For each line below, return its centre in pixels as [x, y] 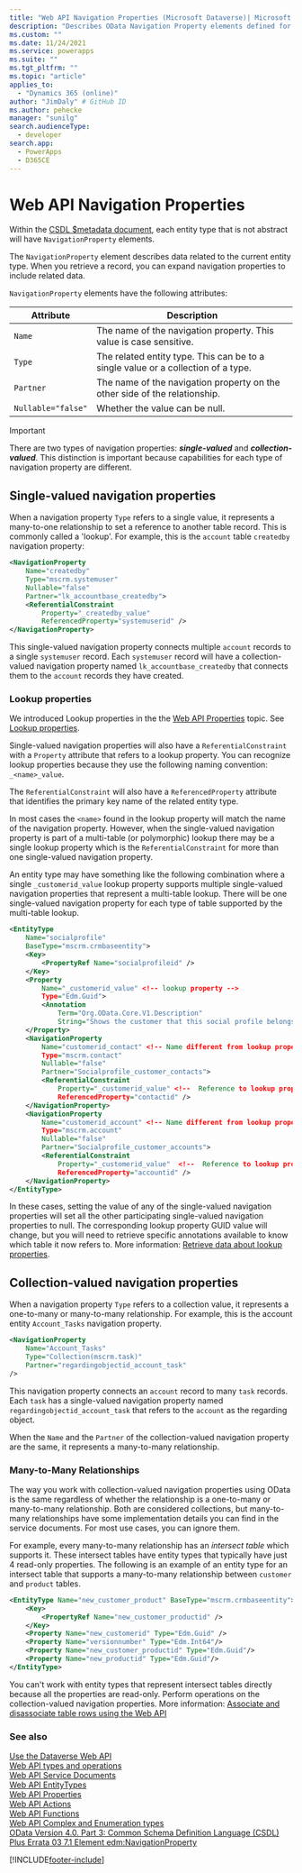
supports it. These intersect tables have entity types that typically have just [148, 1555]
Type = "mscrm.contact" [82, 1055]
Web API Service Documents [63, 1776]
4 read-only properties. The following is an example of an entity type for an [149, 1564]
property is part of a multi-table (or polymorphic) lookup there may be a [142, 838]
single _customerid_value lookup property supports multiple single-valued [146, 884]
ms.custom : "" [36, 34]
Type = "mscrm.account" [82, 1131]
